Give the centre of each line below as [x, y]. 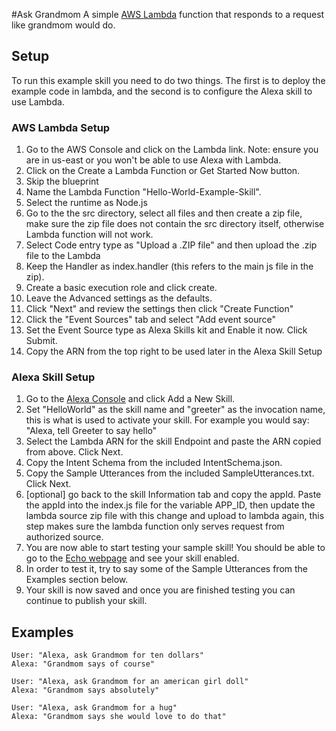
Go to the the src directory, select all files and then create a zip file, [164, 213]
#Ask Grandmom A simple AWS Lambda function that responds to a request [168, 14]
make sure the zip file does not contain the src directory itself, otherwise [175, 224]
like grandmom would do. [63, 25]
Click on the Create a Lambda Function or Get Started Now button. [163, 171]
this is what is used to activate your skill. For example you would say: [167, 420]
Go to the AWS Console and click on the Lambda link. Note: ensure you [172, 150]
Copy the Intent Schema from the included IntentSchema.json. [154, 463]
